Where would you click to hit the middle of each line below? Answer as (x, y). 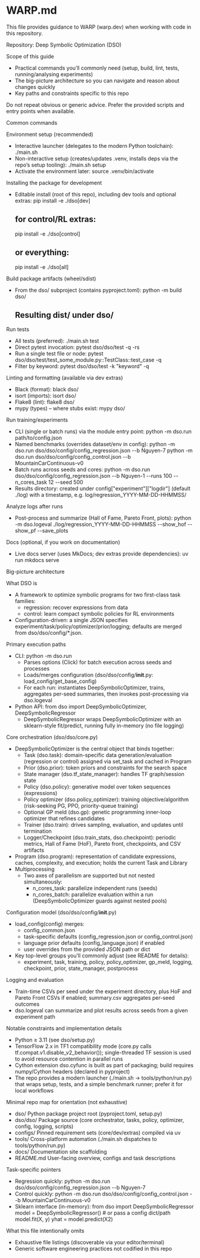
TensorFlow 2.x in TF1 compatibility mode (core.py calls (83, 1046)
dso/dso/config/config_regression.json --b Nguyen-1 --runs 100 (93, 476)
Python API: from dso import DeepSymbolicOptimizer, (81, 707)
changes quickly (35, 86)
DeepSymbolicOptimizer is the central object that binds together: (94, 749)
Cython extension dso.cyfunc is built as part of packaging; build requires (104, 1065)
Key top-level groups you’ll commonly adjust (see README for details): (102, 956)
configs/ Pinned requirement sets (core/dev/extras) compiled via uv (98, 1133)
